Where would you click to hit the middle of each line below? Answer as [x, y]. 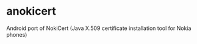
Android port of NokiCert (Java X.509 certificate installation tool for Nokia [99, 28]
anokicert [31, 11]
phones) [17, 34]
